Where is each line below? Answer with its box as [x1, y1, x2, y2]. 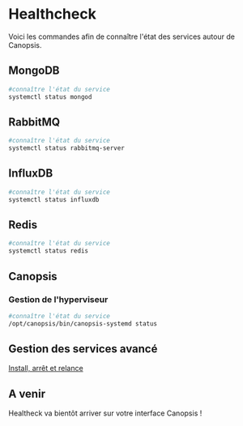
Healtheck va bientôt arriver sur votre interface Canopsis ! [8, 408, 202, 418]
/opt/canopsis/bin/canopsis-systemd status [8, 319, 158, 328]
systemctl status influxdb [8, 195, 100, 203]
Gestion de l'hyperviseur [8, 293, 109, 305]
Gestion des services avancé [8, 342, 158, 356]
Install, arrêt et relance [8, 364, 83, 373]
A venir [8, 386, 46, 401]
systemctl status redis [8, 247, 89, 255]
